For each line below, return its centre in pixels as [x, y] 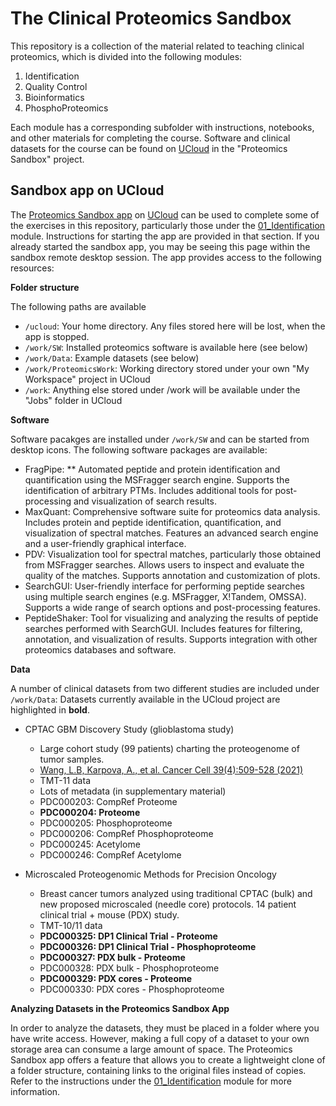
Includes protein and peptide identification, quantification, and [153, 522]
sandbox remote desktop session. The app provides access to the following [166, 257]
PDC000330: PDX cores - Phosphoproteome [132, 989]
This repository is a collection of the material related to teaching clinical [157, 46]
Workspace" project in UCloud [87, 379]
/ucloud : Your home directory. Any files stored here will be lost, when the [175, 326]
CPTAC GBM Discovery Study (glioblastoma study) [129, 729]
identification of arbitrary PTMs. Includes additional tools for [148, 490]
